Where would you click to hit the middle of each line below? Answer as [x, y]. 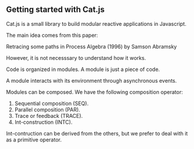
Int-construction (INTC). [43, 122]
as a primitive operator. [34, 140]
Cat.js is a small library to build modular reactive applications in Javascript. [96, 23]
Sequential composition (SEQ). [52, 103]
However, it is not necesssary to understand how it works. [76, 57]
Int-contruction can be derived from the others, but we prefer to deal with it [97, 133]
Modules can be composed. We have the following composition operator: [95, 92]
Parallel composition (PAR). [47, 109]
